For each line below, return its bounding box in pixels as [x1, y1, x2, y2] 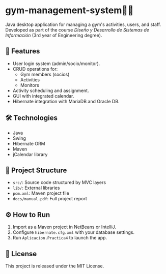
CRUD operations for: [12, 66, 58, 72]
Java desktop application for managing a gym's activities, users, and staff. [5, 21, 161, 27]
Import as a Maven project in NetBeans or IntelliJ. [12, 224, 116, 230]
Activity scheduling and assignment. [12, 87, 89, 94]
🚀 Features [5, 47, 40, 55]
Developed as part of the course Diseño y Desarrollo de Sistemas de [5, 26, 149, 33]
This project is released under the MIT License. [5, 263, 104, 269]
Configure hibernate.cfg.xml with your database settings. [12, 229, 135, 235]
